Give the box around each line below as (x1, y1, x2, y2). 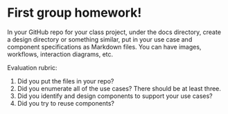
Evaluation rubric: (7, 63, 58, 72)
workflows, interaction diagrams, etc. (7, 50, 114, 58)
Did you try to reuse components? (17, 99, 114, 107)
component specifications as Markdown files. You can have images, (7, 42, 202, 51)
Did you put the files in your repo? (17, 76, 114, 85)
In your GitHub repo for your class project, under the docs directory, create (7, 28, 222, 36)
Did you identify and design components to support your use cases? (17, 92, 213, 100)
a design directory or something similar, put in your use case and (7, 35, 193, 43)
